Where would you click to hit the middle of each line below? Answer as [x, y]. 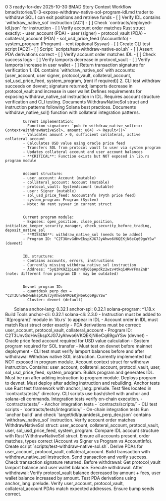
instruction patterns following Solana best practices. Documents [71, 107]
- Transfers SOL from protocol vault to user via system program [92, 148]
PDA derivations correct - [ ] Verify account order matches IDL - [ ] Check [81, 54]
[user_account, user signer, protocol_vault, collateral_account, [68, 75]
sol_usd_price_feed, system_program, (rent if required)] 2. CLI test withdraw [83, 81]
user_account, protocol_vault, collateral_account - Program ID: [69, 330]
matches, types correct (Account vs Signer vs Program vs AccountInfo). [79, 441]
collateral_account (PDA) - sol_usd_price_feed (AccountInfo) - [68, 39]
